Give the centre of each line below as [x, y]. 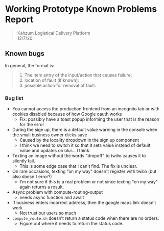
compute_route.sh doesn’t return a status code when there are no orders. [85, 218]
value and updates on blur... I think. [55, 151]
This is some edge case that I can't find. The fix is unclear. [78, 166]
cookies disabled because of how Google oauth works [67, 114]
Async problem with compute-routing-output [58, 192]
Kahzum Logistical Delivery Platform [54, 33]
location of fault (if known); [52, 80]
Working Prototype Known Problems [81, 9]
